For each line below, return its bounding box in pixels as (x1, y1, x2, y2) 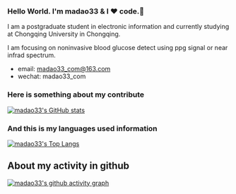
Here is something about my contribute (7, 90, 145, 99)
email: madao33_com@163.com (17, 65, 111, 73)
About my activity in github (7, 160, 129, 172)
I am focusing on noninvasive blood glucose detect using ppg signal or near (7, 44, 228, 52)
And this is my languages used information (7, 123, 158, 133)
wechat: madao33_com (17, 72, 86, 80)
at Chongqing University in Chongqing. (7, 30, 121, 38)
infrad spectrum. (7, 51, 57, 59)
